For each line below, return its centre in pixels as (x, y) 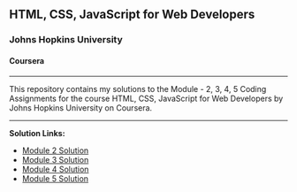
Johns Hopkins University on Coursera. (81, 108)
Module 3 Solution (55, 159)
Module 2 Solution (55, 150)
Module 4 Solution (55, 169)
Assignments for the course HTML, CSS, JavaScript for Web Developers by (146, 98)
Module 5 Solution (55, 178)
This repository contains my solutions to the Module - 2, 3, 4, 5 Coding (138, 88)
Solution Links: (37, 133)
